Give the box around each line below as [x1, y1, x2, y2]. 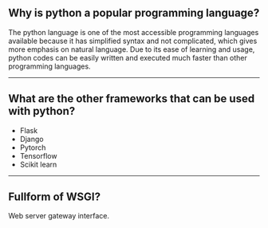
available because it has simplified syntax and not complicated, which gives [8, 36, 258, 45]
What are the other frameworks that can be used [8, 92, 255, 106]
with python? [8, 104, 76, 118]
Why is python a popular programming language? [8, 6, 260, 20]
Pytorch [19, 143, 46, 152]
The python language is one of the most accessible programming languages [8, 27, 259, 37]
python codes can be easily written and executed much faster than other [8, 53, 247, 62]
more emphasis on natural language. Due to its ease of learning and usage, [8, 44, 255, 54]
